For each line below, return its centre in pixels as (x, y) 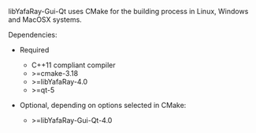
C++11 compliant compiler (73, 65)
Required (34, 50)
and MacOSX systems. (45, 20)
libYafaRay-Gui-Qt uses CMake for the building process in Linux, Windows (128, 11)
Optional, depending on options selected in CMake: (103, 105)
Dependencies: (33, 35)
